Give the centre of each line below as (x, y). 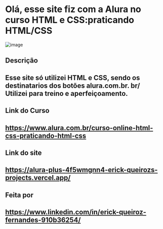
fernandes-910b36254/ (43, 220)
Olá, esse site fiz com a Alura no (73, 9)
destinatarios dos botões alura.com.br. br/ (73, 85)
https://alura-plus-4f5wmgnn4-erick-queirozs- (81, 170)
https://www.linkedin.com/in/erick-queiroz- (76, 212)
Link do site (24, 153)
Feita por (19, 195)
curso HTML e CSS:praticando (70, 20)
